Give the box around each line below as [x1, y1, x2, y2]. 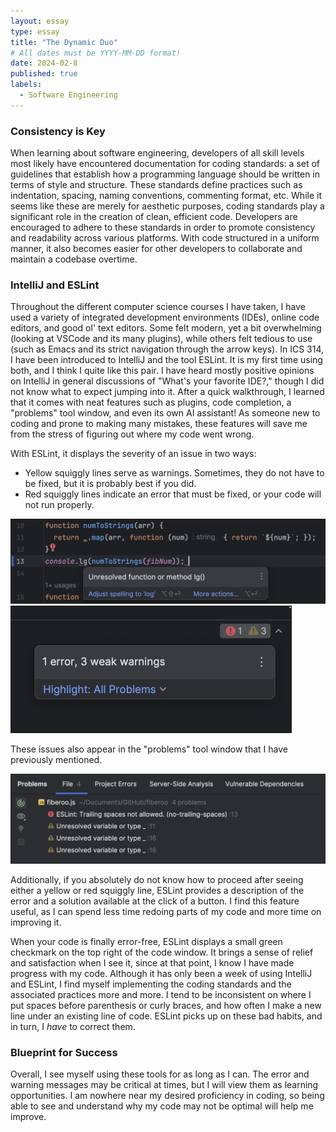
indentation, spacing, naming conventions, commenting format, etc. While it [10, 190, 322, 202]
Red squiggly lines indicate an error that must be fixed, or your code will [24, 488, 322, 500]
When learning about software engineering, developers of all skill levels [10, 147, 305, 159]
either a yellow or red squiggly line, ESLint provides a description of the [10, 884, 305, 896]
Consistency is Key [10, 124, 106, 138]
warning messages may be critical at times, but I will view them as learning [10, 1079, 319, 1091]
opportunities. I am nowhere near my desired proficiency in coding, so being [10, 1090, 325, 1102]
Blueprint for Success [10, 1045, 118, 1059]
